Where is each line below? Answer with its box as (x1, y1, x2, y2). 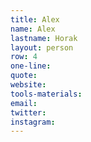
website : (10, 80, 47, 90)
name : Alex (10, 24, 56, 34)
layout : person (10, 42, 74, 53)
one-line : (10, 61, 52, 71)
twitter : (10, 107, 47, 118)
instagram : (10, 117, 56, 127)
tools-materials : (10, 89, 83, 99)
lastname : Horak (10, 33, 78, 43)
